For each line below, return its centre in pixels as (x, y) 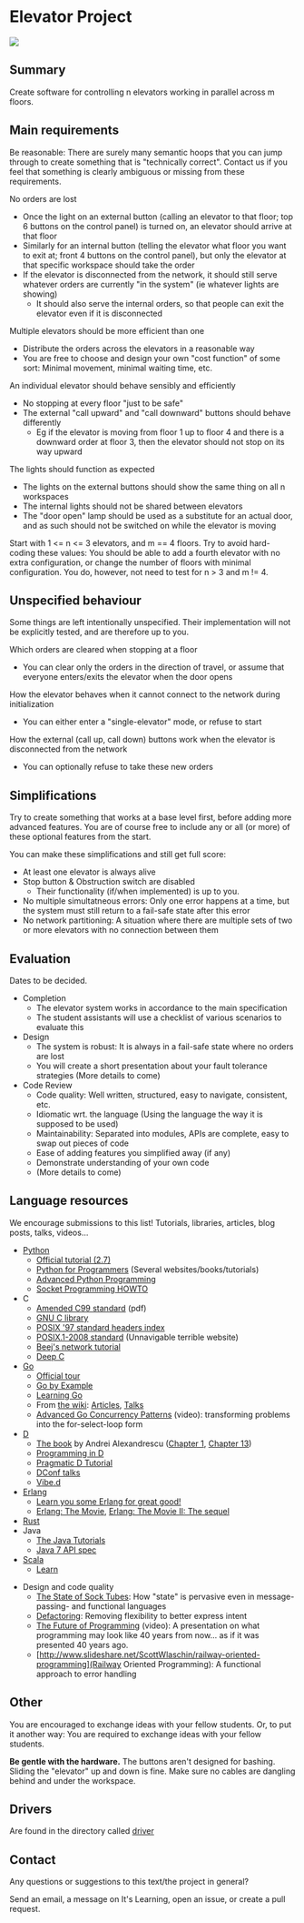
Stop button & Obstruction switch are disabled (108, 882)
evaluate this (60, 1027)
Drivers (31, 1810)
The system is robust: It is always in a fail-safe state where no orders (165, 1047)
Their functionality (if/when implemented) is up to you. (138, 891)
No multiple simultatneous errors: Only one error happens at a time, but (156, 901)
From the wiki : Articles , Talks (90, 1404)
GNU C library (62, 1318)
